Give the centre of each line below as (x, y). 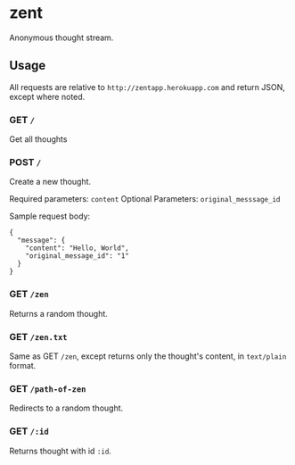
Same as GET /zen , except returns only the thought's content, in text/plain (148, 356)
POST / (25, 162)
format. (23, 365)
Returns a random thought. (59, 313)
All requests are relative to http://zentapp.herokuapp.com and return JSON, (147, 87)
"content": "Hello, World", (77, 248)
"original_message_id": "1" (77, 256)
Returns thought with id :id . (60, 451)
